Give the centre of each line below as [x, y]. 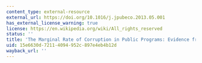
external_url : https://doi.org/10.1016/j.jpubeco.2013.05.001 [86, 17]
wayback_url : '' [26, 51]
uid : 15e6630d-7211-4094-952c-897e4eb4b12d [62, 46]
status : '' [20, 34]
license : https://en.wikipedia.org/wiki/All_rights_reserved [84, 28]
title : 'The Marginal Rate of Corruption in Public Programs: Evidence [98, 40]
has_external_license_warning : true [52, 23]
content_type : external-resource [48, 12]
